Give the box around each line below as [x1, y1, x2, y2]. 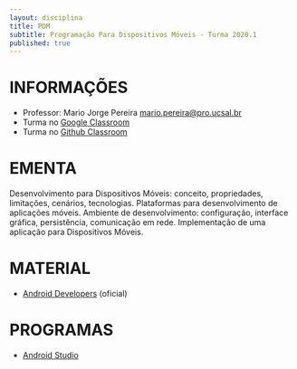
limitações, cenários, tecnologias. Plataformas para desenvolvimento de [9, 198, 278, 209]
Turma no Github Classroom [22, 127, 129, 137]
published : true [9, 38, 71, 48]
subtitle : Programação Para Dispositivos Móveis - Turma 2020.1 [9, 30, 257, 39]
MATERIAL [9, 259, 91, 279]
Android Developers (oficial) [22, 289, 129, 299]
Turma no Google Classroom [22, 117, 129, 128]
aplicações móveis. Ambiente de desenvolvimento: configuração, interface [9, 207, 289, 218]
